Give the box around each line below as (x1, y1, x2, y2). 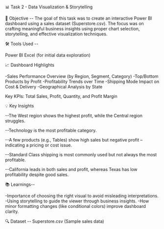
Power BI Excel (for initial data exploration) (5, 52, 91, 58)
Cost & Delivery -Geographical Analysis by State (5, 84, 103, 89)
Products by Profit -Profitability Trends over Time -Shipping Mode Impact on (5, 79, 160, 85)
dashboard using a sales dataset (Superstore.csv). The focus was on (5, 21, 144, 26)
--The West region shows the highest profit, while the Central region (5, 113, 143, 118)
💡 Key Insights (5, 103, 34, 109)
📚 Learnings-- (5, 181, 35, 187)
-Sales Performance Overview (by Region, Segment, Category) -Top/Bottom (5, 73, 159, 79)
